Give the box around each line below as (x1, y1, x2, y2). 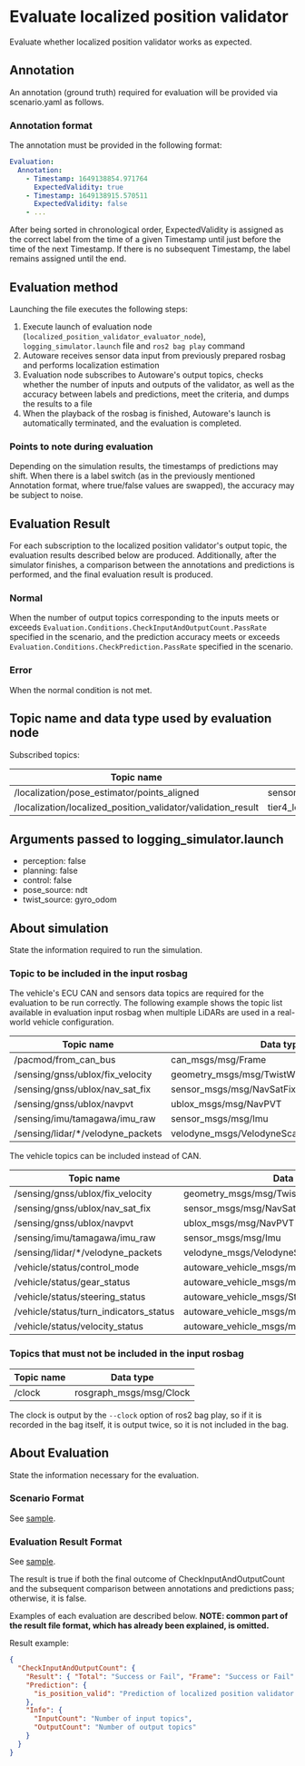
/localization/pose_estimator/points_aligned (14, 786, 200, 799)
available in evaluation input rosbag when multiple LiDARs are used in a (9, 1007, 276, 1018)
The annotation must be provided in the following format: (9, 140, 222, 151)
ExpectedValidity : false (33, 200, 128, 209)
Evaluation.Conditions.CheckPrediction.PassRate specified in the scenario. (9, 642, 293, 652)
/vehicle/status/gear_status (14, 1276, 131, 1289)
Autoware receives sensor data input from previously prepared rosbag (22, 349, 286, 360)
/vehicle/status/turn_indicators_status (14, 1305, 175, 1318)
